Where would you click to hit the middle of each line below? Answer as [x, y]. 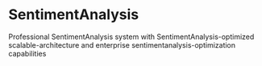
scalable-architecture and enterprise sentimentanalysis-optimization [122, 45]
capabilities [27, 53]
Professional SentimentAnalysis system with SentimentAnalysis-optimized [131, 37]
